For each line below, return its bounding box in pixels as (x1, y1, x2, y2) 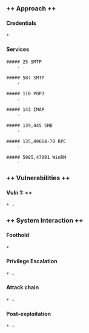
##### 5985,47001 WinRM (6, 155, 67, 161)
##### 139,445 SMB (6, 123, 53, 129)
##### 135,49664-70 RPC (6, 138, 67, 145)
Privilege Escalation (6, 258, 58, 265)
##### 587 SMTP (6, 75, 45, 81)
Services (6, 45, 30, 53)
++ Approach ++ (6, 4, 56, 13)
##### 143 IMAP (6, 107, 45, 113)
